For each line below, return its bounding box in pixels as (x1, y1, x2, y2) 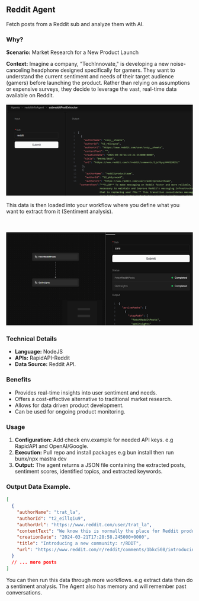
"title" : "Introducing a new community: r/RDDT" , (17, 540, 142, 546)
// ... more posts (11, 559, 57, 565)
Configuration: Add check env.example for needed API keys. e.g (14, 436, 174, 443)
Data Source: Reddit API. (14, 361, 76, 368)
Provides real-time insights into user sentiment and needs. (14, 389, 158, 396)
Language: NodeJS (14, 348, 63, 355)
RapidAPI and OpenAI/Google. (14, 442, 89, 450)
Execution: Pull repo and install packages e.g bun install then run (14, 449, 174, 456)
